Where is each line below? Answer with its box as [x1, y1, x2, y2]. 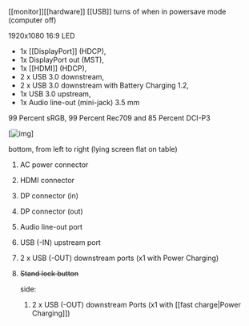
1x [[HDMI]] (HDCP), [19, 63, 87, 73]
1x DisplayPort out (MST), [19, 55, 104, 64]
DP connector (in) [19, 191, 78, 200]
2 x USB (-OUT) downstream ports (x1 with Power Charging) [19, 253, 219, 263]
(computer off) [8, 15, 57, 25]
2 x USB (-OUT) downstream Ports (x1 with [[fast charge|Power [31, 300, 242, 309]
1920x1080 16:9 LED [8, 31, 75, 40]
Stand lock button [19, 269, 79, 278]
